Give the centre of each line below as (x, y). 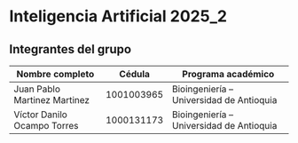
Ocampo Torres (46, 126)
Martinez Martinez (52, 100)
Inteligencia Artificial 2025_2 (118, 16)
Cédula (135, 74)
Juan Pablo (37, 89)
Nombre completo (55, 74)
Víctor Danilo (41, 115)
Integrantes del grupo (70, 49)
